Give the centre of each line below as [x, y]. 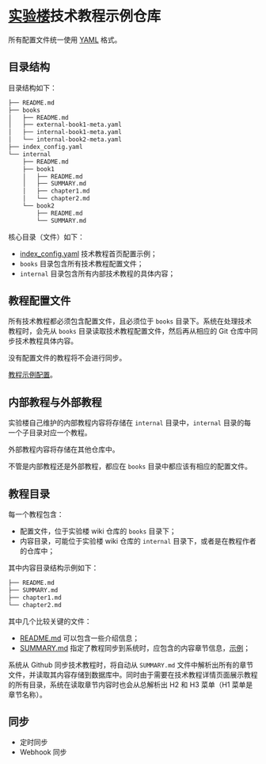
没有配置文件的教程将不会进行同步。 [67, 358]
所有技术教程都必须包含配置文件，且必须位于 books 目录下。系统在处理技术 [130, 321]
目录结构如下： [32, 87]
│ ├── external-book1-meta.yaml [65, 125]
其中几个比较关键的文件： [50, 621]
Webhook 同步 [43, 752]
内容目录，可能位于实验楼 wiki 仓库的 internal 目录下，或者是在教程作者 [138, 541]
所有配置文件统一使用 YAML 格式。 [65, 40]
